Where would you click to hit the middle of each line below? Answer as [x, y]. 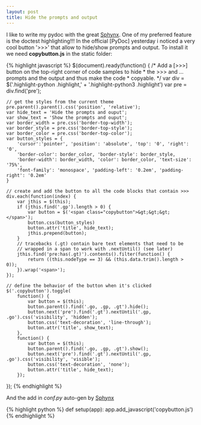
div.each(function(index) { [41, 196]
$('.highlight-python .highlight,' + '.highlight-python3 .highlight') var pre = [97, 84]
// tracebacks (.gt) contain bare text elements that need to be [100, 244]
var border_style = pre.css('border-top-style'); [70, 128]
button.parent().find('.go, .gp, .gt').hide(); [88, 307]
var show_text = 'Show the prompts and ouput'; [67, 118]
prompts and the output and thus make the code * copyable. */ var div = [95, 78]
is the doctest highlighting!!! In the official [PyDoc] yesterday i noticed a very [101, 41]
